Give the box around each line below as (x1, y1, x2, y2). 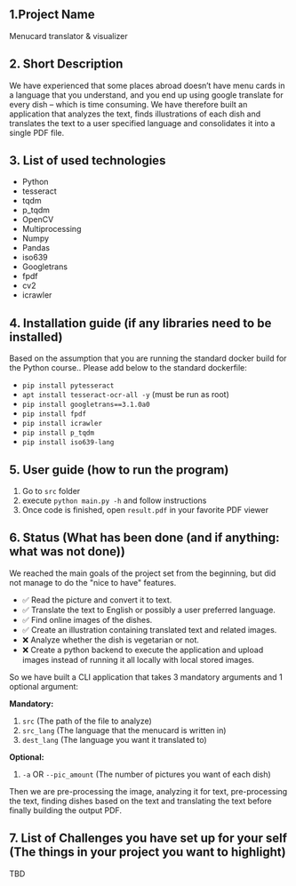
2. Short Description (9, 57, 124, 72)
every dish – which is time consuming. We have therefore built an (9, 99, 248, 109)
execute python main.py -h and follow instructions (21, 495, 207, 506)
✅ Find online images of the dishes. (21, 614, 153, 625)
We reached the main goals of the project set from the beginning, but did (9, 568, 276, 579)
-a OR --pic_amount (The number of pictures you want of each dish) (21, 769, 271, 779)
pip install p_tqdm (21, 428, 95, 438)
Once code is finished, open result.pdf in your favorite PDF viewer (21, 505, 269, 515)
